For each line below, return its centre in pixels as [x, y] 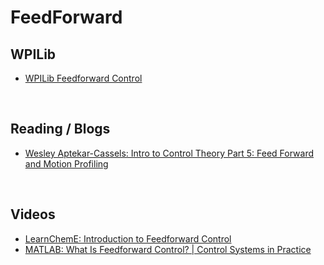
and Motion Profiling [66, 163]
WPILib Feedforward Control [83, 78]
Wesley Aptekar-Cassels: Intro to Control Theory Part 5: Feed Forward [169, 153]
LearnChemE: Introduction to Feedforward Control [128, 238]
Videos [33, 214]
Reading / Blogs [60, 129]
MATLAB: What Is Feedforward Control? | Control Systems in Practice [168, 249]
